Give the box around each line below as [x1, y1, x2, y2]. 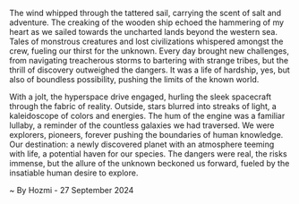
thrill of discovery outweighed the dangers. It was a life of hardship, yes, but [9, 64, 291, 75]
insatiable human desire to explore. [9, 167, 139, 178]
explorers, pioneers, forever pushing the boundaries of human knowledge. [9, 130, 284, 140]
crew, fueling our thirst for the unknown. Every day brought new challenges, [9, 46, 289, 56]
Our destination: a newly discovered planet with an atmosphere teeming [9, 139, 275, 149]
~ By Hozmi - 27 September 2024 [9, 185, 134, 195]
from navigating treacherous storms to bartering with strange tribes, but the [9, 55, 289, 65]
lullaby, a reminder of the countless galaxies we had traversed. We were [9, 120, 275, 131]
